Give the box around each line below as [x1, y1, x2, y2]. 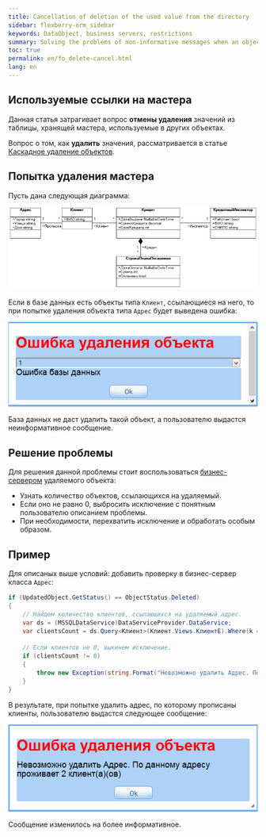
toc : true [8, 46, 41, 55]
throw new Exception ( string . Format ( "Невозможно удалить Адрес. [36, 669, 249, 677]
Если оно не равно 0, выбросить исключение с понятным [19, 500, 216, 509]
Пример [8, 547, 51, 561]
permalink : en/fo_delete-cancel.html [8, 55, 133, 63]
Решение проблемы [8, 446, 113, 459]
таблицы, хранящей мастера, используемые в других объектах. [8, 123, 226, 132]
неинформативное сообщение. [8, 423, 113, 432]
